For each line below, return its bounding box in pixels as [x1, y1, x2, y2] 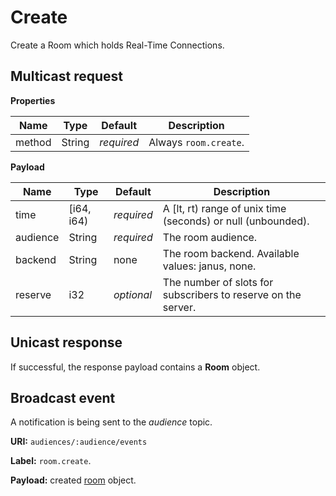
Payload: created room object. [10, 474, 137, 486]
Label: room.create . [10, 455, 92, 467]
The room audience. [162, 230, 258, 244]
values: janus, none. [162, 259, 257, 273]
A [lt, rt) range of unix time [162, 201, 287, 215]
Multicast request [10, 68, 124, 85]
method [15, 135, 52, 149]
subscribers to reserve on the [162, 287, 302, 301]
